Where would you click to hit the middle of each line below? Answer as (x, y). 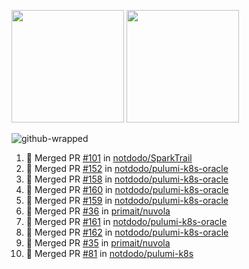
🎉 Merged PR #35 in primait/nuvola (98, 243)
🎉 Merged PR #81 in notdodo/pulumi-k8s (109, 253)
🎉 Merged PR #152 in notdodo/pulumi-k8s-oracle (127, 168)
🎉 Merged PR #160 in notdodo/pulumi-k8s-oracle (127, 189)
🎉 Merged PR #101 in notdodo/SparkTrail (109, 158)
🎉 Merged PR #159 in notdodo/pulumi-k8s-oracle (127, 200)
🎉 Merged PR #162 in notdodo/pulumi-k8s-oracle (127, 232)
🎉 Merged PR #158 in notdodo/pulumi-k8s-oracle (127, 179)
